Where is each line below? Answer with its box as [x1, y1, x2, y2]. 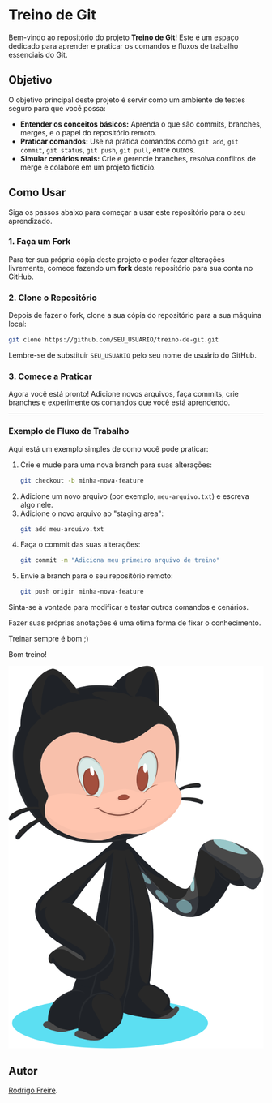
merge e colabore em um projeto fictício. [19, 162, 156, 172]
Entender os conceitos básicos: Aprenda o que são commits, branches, [19, 119, 262, 129]
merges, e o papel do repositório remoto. [19, 127, 157, 137]
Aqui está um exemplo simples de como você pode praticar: [8, 444, 209, 453]
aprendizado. [8, 216, 53, 225]
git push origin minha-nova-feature [19, 588, 144, 596]
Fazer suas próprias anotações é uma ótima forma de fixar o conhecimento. [8, 618, 261, 628]
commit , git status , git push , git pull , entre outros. [19, 144, 196, 155]
